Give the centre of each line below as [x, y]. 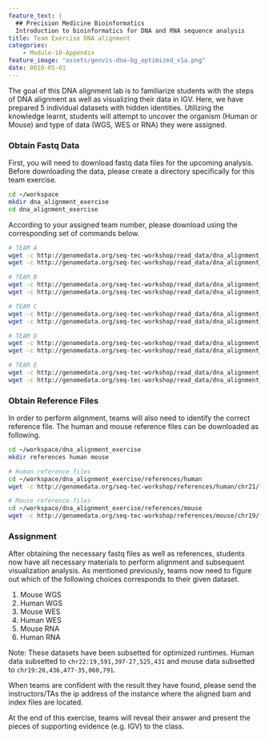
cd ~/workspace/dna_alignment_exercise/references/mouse [105, 508]
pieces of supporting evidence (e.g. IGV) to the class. [96, 726]
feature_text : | [35, 16]
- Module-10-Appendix [58, 53]
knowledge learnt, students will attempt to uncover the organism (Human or [133, 116]
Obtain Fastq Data [44, 145]
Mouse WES [40, 612]
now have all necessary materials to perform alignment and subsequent [126, 562]
